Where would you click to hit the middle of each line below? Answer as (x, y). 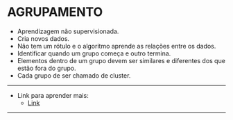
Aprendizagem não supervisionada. (68, 31)
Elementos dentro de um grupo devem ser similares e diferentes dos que (121, 60)
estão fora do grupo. (46, 68)
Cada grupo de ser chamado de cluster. (74, 75)
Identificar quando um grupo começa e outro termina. (94, 53)
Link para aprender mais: (53, 95)
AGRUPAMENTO (55, 12)
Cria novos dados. (43, 38)
